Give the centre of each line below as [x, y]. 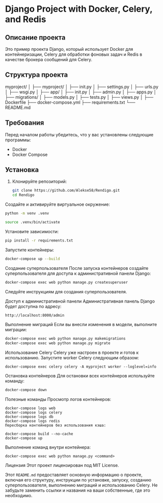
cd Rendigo [23, 195]
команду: [15, 381]
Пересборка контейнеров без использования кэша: [56, 426]
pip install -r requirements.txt [39, 241]
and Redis [26, 19]
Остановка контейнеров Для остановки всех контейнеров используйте [80, 376]
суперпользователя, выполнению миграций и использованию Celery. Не [81, 485]
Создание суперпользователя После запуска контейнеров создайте [77, 268]
